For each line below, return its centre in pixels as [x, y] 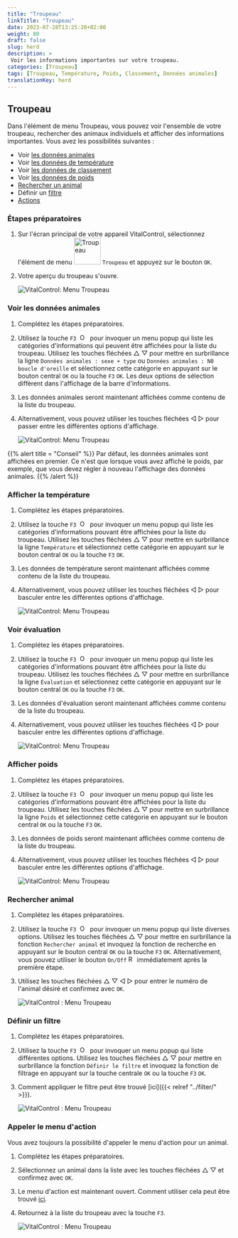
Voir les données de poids [56, 178]
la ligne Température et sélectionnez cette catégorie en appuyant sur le [121, 547]
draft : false [27, 41]
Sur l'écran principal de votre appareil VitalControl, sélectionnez [111, 234]
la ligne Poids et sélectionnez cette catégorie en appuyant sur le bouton [123, 817]
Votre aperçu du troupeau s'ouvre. [68, 276]
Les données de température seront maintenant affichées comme [113, 568]
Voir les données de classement [64, 170]
